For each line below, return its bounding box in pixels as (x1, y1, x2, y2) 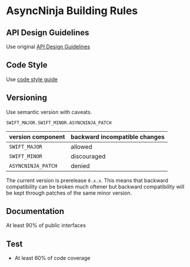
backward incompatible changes (70, 132, 165, 141)
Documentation (6, 206, 65, 216)
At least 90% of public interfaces (6, 222, 86, 229)
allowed (70, 142, 92, 151)
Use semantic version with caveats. (6, 108, 92, 115)
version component (9, 132, 65, 141)
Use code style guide (6, 75, 58, 83)
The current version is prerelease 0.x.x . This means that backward (6, 176, 169, 183)
